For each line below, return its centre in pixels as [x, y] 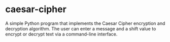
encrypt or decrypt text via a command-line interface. [61, 34]
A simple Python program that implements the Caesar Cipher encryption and [85, 23]
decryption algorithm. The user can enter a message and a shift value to [81, 28]
